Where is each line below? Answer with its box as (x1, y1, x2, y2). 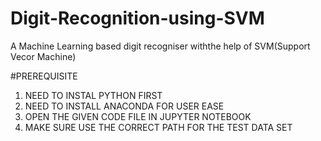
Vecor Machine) (10, 50, 77, 62)
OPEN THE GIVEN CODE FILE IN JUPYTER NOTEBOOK (24, 110, 252, 122)
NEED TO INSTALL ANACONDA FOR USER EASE (24, 100, 225, 112)
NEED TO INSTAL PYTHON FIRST (24, 89, 163, 101)
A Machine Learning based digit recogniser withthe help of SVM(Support (10, 40, 311, 52)
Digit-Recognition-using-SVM (10, 7, 265, 30)
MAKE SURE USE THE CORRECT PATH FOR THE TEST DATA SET (24, 121, 293, 133)
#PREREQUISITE (10, 70, 78, 82)
